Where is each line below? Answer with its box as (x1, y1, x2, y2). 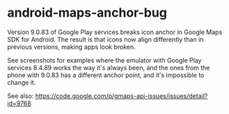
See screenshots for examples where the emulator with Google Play (7, 56, 202, 64)
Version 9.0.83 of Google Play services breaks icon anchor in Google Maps (7, 28, 223, 36)
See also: (7, 92, 34, 100)
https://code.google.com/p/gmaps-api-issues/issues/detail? (35, 92, 208, 100)
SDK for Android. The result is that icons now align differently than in (7, 35, 204, 43)
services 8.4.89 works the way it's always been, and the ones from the (7, 63, 210, 72)
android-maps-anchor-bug (7, 5, 167, 21)
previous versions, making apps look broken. (7, 42, 136, 51)
